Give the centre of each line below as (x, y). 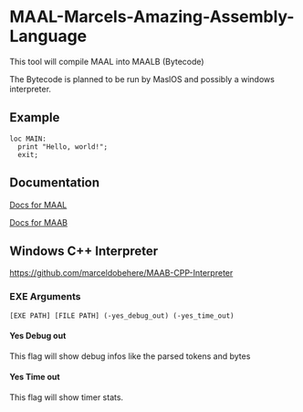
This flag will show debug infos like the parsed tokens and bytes (130, 356)
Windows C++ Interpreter (84, 251)
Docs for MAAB (39, 222)
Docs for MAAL (38, 205)
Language (48, 36)
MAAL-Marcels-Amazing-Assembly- (152, 17)
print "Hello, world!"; (63, 147)
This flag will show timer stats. (67, 397)
